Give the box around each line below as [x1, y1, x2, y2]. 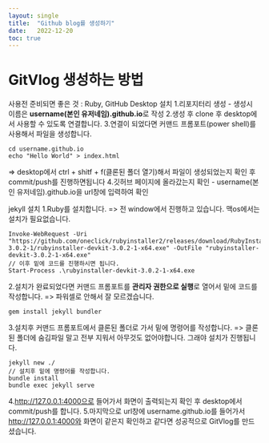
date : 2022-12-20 [8, 26, 74, 34]
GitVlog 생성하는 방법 [8, 71, 144, 89]
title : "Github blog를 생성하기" [8, 19, 115, 27]
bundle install [8, 374, 59, 383]
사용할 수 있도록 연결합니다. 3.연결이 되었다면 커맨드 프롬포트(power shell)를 [16, 119, 256, 129]
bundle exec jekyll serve [8, 381, 94, 389]
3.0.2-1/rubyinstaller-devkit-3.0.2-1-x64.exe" [8, 244, 171, 252]
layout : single [8, 11, 59, 20]
